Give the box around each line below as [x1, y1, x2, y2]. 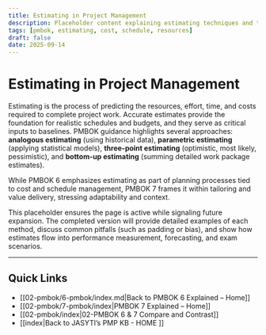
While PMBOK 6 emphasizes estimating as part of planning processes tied [8, 176, 251, 185]
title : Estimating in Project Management [8, 11, 147, 20]
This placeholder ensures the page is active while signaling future [8, 207, 223, 218]
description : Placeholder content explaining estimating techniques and [8, 19, 253, 27]
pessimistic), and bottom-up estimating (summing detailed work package [8, 152, 250, 162]
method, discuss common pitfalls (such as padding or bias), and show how [8, 225, 253, 234]
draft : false [8, 33, 51, 42]
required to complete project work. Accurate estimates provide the [8, 110, 226, 120]
